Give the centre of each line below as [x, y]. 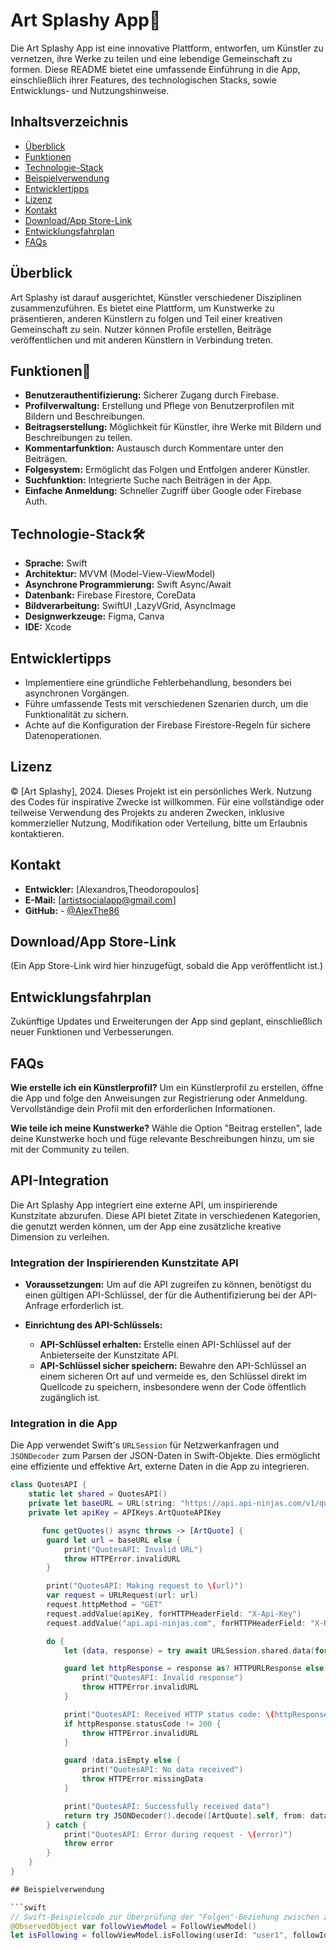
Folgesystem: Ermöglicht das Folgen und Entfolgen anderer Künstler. [167, 470]
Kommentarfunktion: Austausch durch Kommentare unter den [154, 448]
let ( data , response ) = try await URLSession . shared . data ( [189, 1650]
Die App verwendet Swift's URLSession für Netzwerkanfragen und [145, 1445]
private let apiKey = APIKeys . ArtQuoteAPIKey [125, 1513]
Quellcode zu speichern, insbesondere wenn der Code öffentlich [173, 1387]
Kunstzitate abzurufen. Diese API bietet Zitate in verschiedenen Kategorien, [165, 1215]
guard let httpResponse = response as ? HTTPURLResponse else [194, 1669]
